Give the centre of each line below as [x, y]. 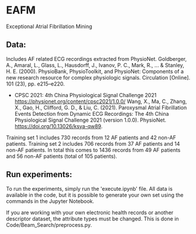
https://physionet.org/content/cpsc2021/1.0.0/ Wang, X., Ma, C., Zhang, [101, 101]
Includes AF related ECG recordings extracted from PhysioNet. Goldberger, [97, 58]
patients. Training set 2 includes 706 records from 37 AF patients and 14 [93, 143]
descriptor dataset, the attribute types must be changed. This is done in [93, 218]
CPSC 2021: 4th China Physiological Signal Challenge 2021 [85, 95]
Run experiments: [39, 175]
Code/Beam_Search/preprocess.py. [49, 225]
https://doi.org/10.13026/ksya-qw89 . [59, 126]
